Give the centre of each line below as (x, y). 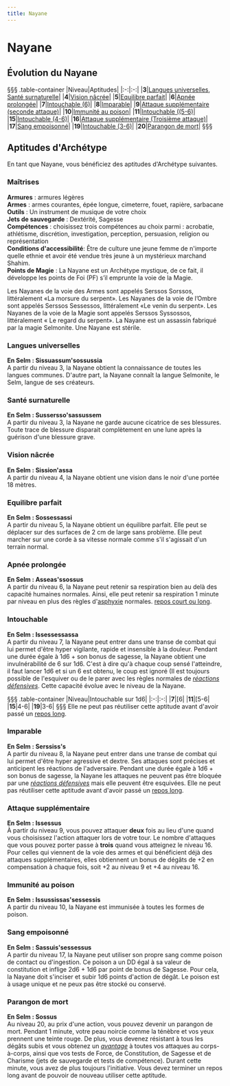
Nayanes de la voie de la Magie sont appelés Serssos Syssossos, (100, 313)
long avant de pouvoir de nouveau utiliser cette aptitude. (87, 1075)
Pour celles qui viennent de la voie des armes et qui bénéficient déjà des (110, 853)
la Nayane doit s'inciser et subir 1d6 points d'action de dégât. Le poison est (113, 977)
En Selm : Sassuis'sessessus (49, 947)
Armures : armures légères (46, 197)
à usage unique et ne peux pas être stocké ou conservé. (87, 984)
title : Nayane (27, 13)
